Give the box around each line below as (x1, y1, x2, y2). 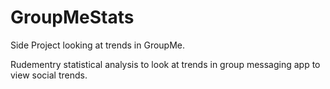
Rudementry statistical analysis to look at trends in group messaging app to (10, 58, 321, 70)
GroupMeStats (10, 6, 135, 29)
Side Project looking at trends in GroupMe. (10, 39, 186, 51)
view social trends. (10, 69, 88, 81)
